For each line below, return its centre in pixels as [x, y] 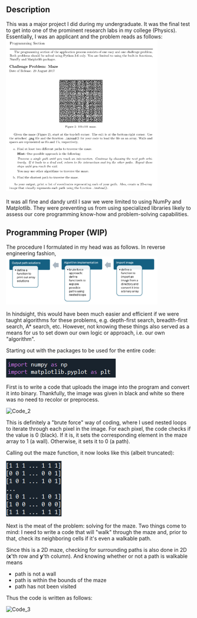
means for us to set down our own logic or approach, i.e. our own [86, 333]
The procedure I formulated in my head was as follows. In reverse [86, 247]
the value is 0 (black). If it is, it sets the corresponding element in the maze [97, 435]
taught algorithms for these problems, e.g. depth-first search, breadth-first [97, 320]
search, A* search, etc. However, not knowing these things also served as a [98, 326]
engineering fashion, [31, 253]
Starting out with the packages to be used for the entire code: [81, 350]
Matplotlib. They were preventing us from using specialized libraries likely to [98, 208]
